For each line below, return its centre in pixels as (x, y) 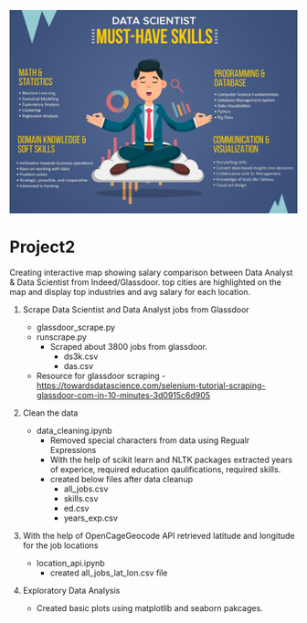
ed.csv (76, 508)
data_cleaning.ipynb (74, 430)
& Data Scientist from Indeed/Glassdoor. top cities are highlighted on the (145, 282)
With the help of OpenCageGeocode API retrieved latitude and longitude (159, 535)
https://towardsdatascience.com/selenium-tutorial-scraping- (151, 385)
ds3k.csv (81, 356)
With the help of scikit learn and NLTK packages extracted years (171, 459)
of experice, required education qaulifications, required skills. (165, 469)
